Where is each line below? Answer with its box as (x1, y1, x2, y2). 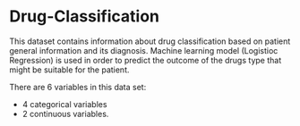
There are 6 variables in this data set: (9, 81, 147, 92)
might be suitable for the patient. (9, 64, 130, 75)
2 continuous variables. (21, 108, 109, 119)
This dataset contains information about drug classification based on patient (9, 36, 291, 46)
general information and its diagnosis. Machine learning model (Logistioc (9, 45, 279, 55)
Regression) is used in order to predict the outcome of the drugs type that (9, 55, 282, 65)
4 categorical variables (21, 98, 107, 109)
